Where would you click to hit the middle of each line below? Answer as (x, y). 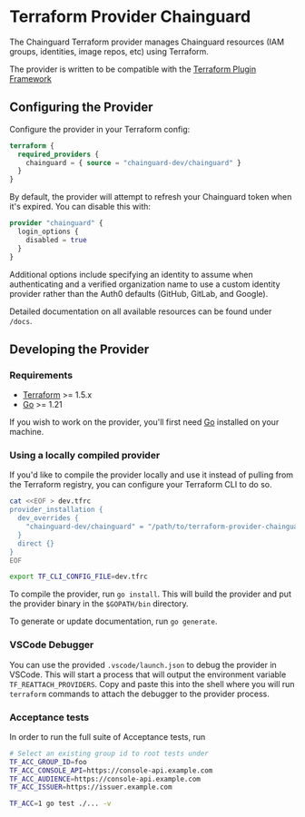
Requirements (41, 375)
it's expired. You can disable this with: (80, 207)
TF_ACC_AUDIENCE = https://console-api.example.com (105, 779)
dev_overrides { (48, 518)
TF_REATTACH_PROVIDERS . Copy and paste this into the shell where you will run (152, 684)
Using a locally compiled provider (85, 456)
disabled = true (57, 240)
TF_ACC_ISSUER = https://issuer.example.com (91, 787)
